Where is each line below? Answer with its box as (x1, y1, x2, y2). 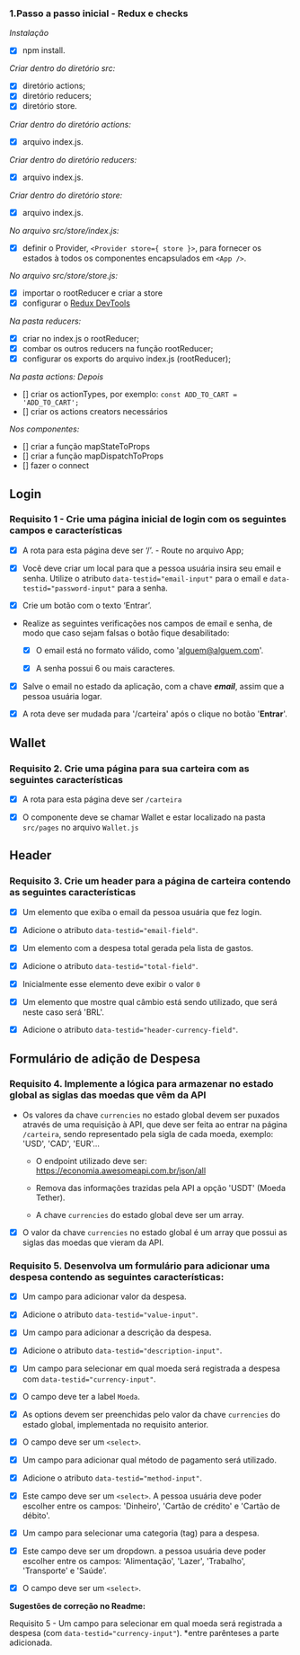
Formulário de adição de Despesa (9, 1051, 200, 1066)
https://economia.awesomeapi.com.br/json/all (35, 1165, 207, 1176)
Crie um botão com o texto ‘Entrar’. (22, 600, 152, 610)
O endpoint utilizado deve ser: (35, 1155, 147, 1166)
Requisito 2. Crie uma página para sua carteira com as (9, 762, 250, 775)
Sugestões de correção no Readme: (9, 1601, 146, 1612)
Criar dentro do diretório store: (9, 190, 123, 200)
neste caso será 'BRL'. (22, 1007, 105, 1018)
